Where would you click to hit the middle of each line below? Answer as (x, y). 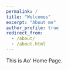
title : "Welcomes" (28, 17)
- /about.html (28, 44)
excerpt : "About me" (31, 22)
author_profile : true (33, 28)
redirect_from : (25, 33)
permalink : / (22, 11)
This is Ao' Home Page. (34, 60)
